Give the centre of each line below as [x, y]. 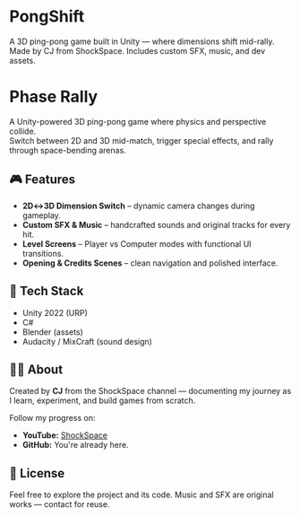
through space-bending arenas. [68, 150]
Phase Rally [54, 97]
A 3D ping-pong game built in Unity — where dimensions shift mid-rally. [142, 41]
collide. [23, 131]
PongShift [47, 17]
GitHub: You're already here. [75, 445]
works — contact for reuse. [60, 504]
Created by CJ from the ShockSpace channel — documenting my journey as [150, 391]
